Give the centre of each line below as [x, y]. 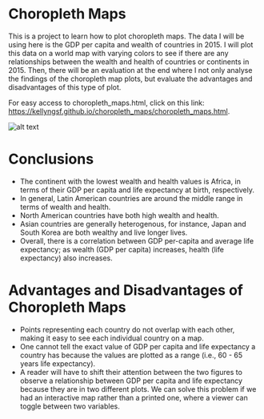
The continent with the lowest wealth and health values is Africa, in [130, 181]
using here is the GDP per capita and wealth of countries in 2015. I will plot [131, 44]
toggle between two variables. [70, 406]
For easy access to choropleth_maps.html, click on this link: [107, 103]
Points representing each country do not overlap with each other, [127, 329]
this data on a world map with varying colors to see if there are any [118, 53]
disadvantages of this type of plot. [65, 87]
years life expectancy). [58, 363]
